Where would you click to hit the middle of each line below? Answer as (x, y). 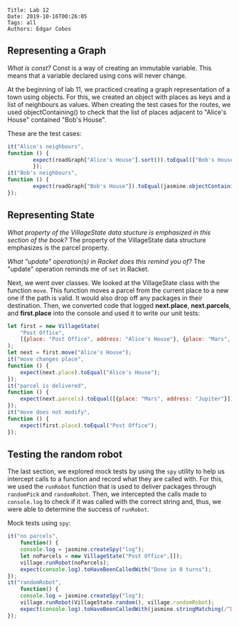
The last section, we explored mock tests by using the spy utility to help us (116, 471)
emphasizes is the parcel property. (58, 247)
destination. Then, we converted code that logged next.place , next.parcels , (119, 305)
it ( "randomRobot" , (34, 583)
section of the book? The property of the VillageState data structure (107, 240)
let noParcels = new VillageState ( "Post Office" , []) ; (101, 556)
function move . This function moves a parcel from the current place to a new (118, 290)
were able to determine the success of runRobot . (78, 509)
